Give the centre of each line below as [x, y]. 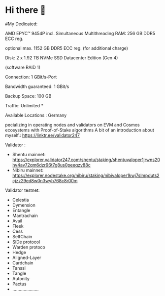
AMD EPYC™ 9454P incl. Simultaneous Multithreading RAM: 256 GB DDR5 [80, 33]
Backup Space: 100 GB [28, 96]
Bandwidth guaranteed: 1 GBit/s [37, 86]
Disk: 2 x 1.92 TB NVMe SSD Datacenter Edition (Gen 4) [62, 58]
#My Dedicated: [21, 24]
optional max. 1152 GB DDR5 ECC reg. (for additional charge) [66, 48]
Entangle [21, 210]
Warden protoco [29, 247]
